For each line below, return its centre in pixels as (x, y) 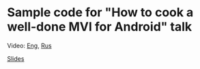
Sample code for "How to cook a (100, 13)
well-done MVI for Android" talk (100, 27)
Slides (16, 58)
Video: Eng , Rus (30, 45)
